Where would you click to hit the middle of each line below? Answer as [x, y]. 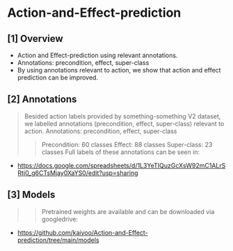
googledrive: [60, 219]
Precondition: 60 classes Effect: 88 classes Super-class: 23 [127, 144]
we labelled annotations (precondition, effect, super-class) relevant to [124, 123]
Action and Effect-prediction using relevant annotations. [97, 55]
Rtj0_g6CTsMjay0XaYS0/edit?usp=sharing [78, 173]
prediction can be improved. [58, 77]
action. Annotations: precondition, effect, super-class [101, 131]
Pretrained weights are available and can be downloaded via [128, 211]
